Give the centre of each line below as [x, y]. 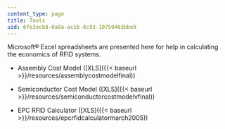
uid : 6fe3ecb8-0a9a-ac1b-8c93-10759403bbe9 [72, 27]
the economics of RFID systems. [54, 54]
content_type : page [36, 14]
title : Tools [26, 20]
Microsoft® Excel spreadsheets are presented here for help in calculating [113, 47]
